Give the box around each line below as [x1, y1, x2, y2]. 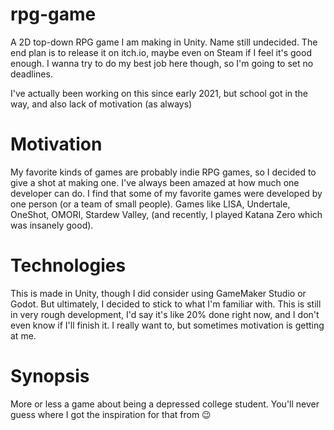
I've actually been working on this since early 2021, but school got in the [10, 87, 309, 99]
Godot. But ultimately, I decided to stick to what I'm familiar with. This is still [10, 298, 322, 310]
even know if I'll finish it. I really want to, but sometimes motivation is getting [10, 319, 325, 331]
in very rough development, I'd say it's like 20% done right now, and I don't [10, 308, 320, 320]
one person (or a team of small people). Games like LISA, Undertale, [10, 198, 291, 210]
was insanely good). [10, 219, 94, 231]
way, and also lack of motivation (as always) [10, 98, 193, 110]
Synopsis [10, 365, 90, 387]
